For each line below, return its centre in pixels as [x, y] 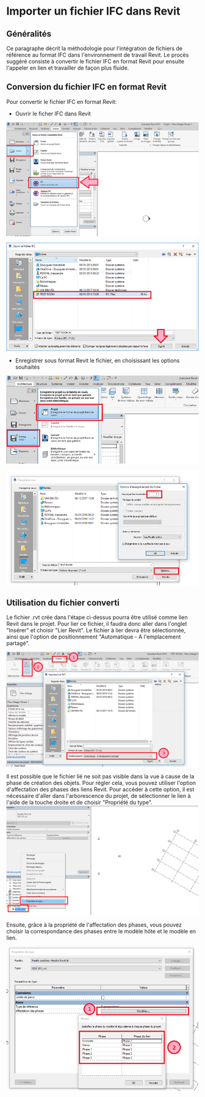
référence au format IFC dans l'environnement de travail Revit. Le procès [98, 55]
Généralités [29, 34]
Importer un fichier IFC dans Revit [93, 11]
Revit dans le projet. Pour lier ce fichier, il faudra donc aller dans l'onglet [97, 623]
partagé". [18, 643]
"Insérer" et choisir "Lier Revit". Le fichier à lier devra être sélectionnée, [96, 630]
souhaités [27, 367]
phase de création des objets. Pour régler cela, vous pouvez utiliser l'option [101, 783]
